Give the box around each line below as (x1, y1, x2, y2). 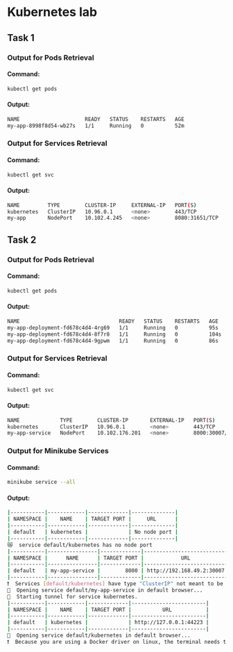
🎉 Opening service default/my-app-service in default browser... (7, 587, 203, 594)
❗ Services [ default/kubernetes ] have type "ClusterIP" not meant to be (7, 580, 223, 587)
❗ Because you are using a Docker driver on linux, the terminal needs (7, 638, 221, 645)
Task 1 (7, 32, 35, 44)
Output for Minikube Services (7, 446, 109, 456)
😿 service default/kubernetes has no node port (7, 541, 153, 548)
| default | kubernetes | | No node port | (7, 529, 178, 536)
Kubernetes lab (7, 4, 98, 20)
